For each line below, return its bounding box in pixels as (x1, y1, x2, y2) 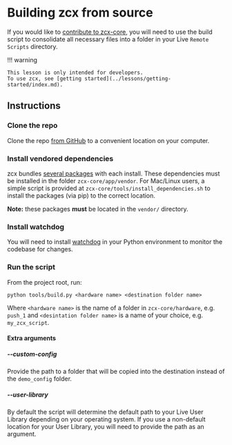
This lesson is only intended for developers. (7, 69, 144, 76)
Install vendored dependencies (7, 153, 114, 163)
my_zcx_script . (7, 318, 50, 326)
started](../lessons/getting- (84, 75, 171, 82)
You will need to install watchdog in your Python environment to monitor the (7, 238, 223, 246)
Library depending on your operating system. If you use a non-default (7, 415, 206, 424)
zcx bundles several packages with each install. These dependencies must (7, 169, 220, 178)
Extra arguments (7, 334, 57, 343)
